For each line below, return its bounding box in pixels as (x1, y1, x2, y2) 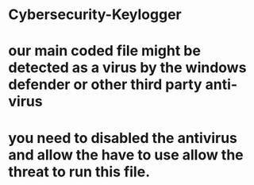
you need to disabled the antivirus (8, 129, 238, 147)
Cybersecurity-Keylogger (8, 6, 182, 24)
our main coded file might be (8, 42, 201, 60)
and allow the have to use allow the (8, 145, 244, 164)
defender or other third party (8, 75, 202, 94)
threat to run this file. (8, 163, 151, 180)
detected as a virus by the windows (8, 59, 247, 77)
